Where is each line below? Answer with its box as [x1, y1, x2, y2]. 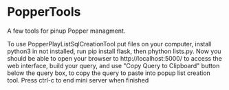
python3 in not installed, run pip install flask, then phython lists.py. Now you [7, 47, 221, 55]
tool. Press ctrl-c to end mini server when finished [7, 76, 149, 84]
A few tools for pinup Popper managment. [7, 27, 126, 35]
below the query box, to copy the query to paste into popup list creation [7, 69, 211, 77]
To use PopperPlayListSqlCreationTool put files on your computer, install [7, 40, 212, 48]
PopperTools [7, 4, 81, 20]
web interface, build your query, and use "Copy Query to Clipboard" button [7, 61, 220, 70]
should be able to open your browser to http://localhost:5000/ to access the [7, 54, 222, 62]
